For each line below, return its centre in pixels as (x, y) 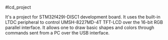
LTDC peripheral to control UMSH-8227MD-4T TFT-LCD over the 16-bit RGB (84, 22)
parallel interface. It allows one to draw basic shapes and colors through (80, 27)
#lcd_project (18, 7)
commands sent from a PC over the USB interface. (57, 33)
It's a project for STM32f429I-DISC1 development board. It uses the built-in (83, 17)
